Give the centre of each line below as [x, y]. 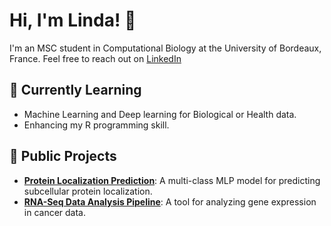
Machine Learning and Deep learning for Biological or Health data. [160, 114]
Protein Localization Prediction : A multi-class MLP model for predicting [172, 180]
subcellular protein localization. [88, 191]
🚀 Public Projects [63, 156]
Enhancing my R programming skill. [96, 125]
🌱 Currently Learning [75, 90]
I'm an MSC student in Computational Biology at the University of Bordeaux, [165, 48]
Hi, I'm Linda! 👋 [73, 20]
